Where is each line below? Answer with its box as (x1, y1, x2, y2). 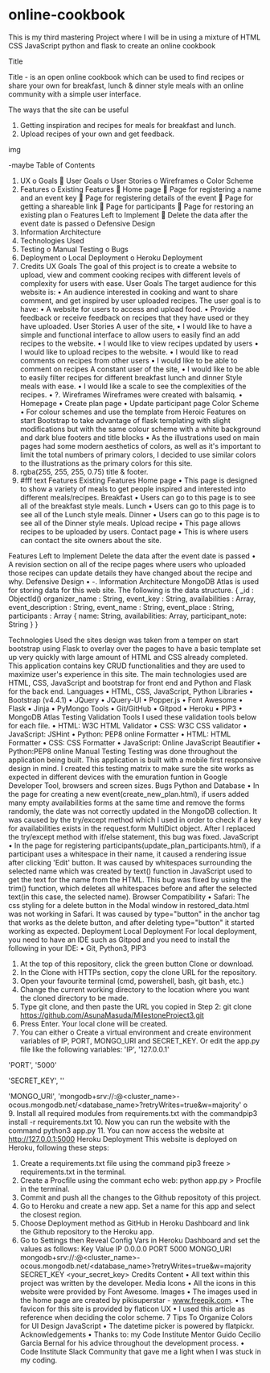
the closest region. (19, 1209, 82, 1219)
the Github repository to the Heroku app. (19, 1226, 154, 1236)
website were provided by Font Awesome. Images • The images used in (19, 1287, 258, 1296)
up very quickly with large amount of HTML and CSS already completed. (8, 652, 248, 662)
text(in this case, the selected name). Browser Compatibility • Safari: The (8, 892, 251, 902)
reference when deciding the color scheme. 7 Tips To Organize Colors (19, 1312, 253, 1322)
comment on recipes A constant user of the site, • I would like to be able (19, 364, 260, 374)
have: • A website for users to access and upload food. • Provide (19, 304, 236, 313)
